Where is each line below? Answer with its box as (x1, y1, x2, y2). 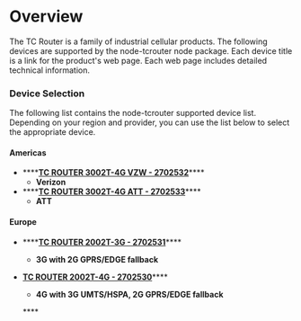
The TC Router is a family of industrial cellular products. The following (9, 36, 268, 47)
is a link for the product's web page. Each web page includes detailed (9, 55, 268, 66)
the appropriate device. (9, 127, 96, 138)
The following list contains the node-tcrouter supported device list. (9, 108, 257, 119)
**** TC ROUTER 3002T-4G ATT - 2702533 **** (22, 186, 202, 197)
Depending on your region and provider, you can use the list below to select (9, 117, 290, 128)
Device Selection (9, 87, 85, 100)
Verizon (35, 177, 66, 188)
